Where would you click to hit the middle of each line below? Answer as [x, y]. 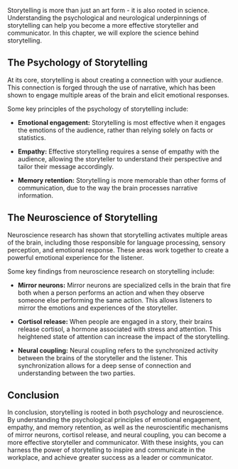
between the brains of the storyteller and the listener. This [102, 357]
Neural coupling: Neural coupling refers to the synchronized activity [118, 350]
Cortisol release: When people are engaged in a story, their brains [115, 321]
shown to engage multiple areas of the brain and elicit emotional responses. [118, 95]
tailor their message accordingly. [65, 166]
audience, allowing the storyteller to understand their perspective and [120, 158]
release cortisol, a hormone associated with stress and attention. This [119, 329]
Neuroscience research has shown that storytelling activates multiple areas [118, 234]
